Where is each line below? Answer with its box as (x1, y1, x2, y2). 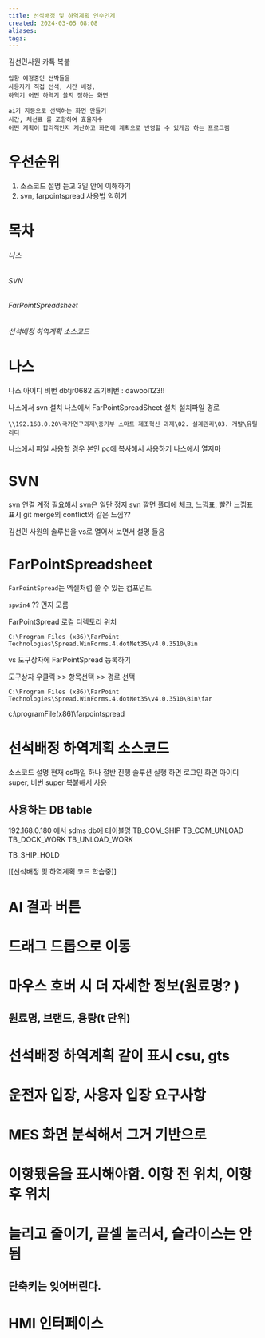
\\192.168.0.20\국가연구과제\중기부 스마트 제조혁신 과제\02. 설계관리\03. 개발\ (8, 420, 247, 428)
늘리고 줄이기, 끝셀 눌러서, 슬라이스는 (8, 1225, 236, 1244)
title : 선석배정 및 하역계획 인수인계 (8, 11, 116, 20)
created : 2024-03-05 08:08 (8, 19, 98, 27)
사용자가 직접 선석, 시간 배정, (8, 83, 96, 91)
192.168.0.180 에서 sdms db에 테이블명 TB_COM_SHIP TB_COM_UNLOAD (8, 826, 244, 835)
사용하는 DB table (8, 802, 93, 817)
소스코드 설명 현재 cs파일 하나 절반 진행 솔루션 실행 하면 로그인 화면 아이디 (8, 767, 239, 777)
